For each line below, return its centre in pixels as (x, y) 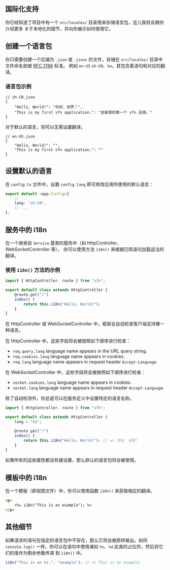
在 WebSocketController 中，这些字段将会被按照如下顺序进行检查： (76, 372)
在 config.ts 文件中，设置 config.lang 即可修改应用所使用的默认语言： (79, 184)
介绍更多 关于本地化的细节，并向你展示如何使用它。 (59, 28)
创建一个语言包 (29, 46)
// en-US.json (20, 136)
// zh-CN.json (20, 97)
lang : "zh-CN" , (30, 203)
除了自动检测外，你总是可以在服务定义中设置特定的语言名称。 (70, 398)
